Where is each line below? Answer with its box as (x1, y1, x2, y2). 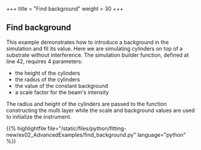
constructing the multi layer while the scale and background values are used (6, 107, 195, 114)
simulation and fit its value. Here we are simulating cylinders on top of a (6, 45, 183, 52)
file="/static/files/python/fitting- (47, 125, 127, 132)
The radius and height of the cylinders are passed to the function (6, 100, 167, 107)
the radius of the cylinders (14, 75, 80, 83)
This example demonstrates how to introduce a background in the (6, 39, 169, 46)
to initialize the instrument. (6, 113, 72, 120)
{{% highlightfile (6, 125, 47, 132)
